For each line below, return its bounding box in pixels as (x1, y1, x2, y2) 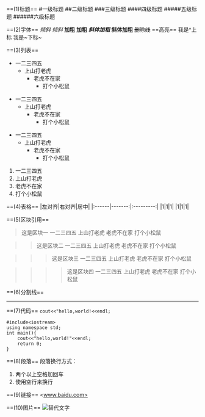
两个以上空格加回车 (15, 371, 64, 377)
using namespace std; (6, 325, 62, 331)
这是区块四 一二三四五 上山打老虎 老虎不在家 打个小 (67, 268, 196, 275)
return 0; (17, 341, 43, 347)
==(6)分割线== (6, 289, 44, 296)
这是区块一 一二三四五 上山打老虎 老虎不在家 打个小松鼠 (21, 229, 162, 236)
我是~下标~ (13, 34, 42, 41)
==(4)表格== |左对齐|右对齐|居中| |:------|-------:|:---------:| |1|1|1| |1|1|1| (6, 203, 189, 210)
